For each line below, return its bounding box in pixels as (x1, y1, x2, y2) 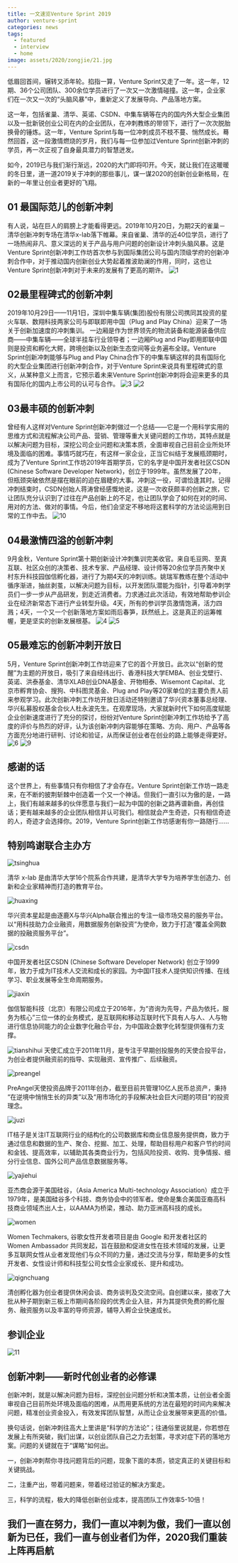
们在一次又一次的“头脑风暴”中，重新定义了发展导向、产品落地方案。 (7, 94, 205, 103)
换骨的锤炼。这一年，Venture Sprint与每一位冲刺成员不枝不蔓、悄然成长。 (7, 127, 223, 136)
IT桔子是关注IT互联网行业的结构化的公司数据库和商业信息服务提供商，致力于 (7, 1130, 230, 1139)
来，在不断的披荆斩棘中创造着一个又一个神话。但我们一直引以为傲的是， (7, 790, 218, 799)
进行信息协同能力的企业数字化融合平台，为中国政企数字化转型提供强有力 (7, 1022, 218, 1031)
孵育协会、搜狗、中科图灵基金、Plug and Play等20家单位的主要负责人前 (19, 686, 229, 695)
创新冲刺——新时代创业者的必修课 (7, 1370, 157, 1383)
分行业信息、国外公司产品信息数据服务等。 (7, 1157, 132, 1166)
